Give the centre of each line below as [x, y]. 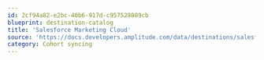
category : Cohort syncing [50, 44]
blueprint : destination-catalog [60, 23]
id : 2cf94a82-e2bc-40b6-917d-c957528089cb [78, 15]
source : [20, 37]
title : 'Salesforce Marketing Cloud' [69, 30]
